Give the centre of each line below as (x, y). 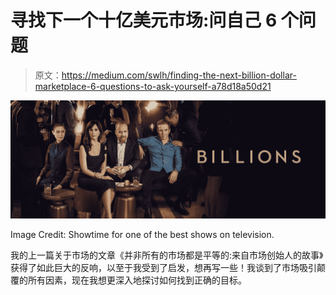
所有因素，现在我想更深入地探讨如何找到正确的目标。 (137, 280)
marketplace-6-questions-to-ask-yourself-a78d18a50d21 (153, 86)
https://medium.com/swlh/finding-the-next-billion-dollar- (179, 75)
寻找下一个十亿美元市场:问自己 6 (144, 20)
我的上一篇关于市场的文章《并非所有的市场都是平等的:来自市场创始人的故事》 (167, 255)
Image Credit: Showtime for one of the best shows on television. (142, 234)
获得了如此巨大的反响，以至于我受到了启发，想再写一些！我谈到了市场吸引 (163, 267)
